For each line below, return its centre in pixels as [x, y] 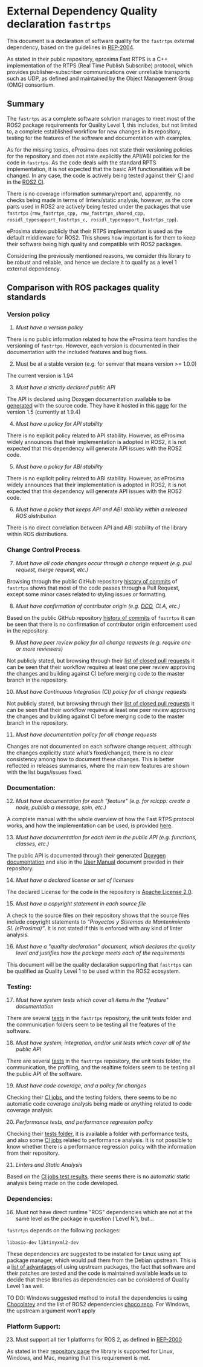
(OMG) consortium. [31, 85]
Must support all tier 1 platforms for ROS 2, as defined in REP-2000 [98, 1339]
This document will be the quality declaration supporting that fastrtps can [99, 965]
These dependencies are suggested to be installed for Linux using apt [94, 1254]
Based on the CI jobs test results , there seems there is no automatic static [98, 1177]
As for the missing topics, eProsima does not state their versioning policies [100, 149]
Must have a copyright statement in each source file [81, 904]
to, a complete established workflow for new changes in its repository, [94, 131]
